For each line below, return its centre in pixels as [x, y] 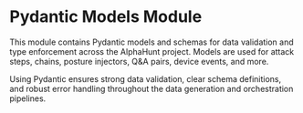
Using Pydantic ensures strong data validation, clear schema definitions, [146, 78]
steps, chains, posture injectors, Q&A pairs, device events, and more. [139, 61]
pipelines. [28, 98]
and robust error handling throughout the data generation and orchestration [151, 88]
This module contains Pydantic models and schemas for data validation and [151, 42]
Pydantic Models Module [106, 17]
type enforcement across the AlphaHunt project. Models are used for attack [152, 51]
